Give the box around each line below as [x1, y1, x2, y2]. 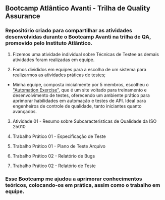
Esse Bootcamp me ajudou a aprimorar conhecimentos [5, 175, 142, 182]
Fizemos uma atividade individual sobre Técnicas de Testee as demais [12, 51, 159, 57]
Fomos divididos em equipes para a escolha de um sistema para [12, 66, 146, 72]
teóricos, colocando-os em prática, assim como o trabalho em [5, 181, 160, 188]
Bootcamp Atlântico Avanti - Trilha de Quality [5, 4, 150, 13]
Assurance [5, 12, 40, 21]
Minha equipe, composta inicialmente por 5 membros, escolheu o [12, 81, 149, 87]
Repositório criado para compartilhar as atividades [5, 27, 132, 34]
